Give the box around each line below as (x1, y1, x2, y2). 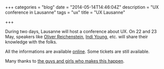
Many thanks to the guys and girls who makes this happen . (5, 58, 125, 64)
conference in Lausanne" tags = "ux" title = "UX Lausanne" (5, 9, 126, 15)
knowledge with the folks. (5, 39, 58, 45)
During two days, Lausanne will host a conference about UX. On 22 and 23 (5, 29, 157, 34)
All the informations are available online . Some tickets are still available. (5, 49, 150, 54)
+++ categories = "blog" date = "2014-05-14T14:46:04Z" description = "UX (5, 4, 159, 10)
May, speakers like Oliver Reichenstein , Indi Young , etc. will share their (5, 34, 148, 39)
